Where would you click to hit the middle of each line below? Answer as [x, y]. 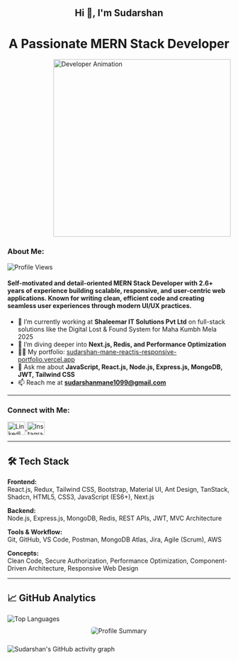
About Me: [26, 251]
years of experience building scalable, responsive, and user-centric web [116, 291]
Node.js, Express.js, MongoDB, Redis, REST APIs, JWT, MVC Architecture [115, 518]
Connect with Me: [39, 410]
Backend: [22, 510]
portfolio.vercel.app [46, 359]
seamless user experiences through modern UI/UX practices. [100, 306]
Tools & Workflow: [35, 532]
